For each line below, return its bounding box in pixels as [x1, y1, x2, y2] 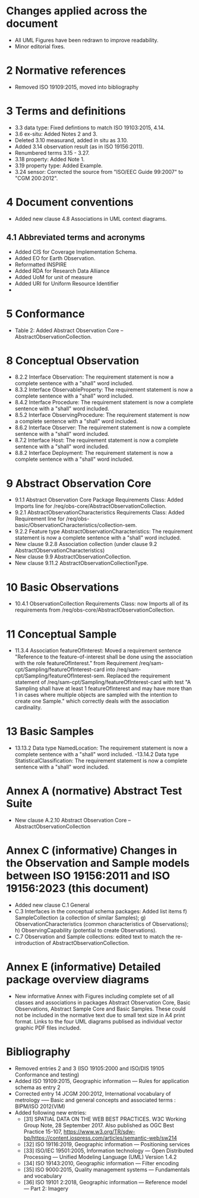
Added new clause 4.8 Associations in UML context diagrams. [14, 215, 167, 222]
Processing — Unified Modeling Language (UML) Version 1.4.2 [23, 1153, 177, 1160]
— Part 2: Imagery [23, 1185, 68, 1192]
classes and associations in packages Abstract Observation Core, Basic [14, 999, 191, 1006]
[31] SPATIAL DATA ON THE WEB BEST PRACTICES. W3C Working [23, 1115, 187, 1122]
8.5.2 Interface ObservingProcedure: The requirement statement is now [14, 411, 190, 419]
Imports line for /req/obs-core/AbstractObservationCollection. [14, 503, 167, 510]
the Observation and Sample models [6, 856, 190, 870]
